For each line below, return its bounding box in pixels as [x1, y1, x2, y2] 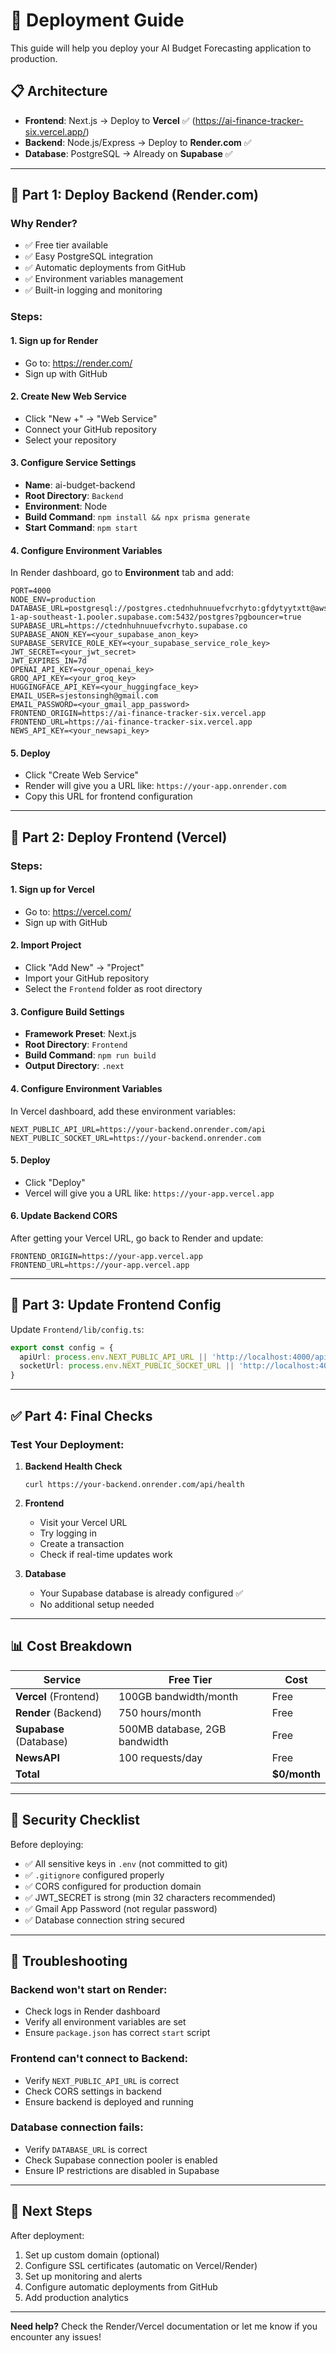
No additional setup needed [39, 1598, 155, 1610]
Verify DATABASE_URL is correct [24, 2143, 148, 2155]
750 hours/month [118, 1705, 202, 1719]
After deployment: [10, 2229, 85, 2241]
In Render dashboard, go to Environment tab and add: [10, 567, 234, 579]
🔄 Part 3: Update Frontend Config [10, 1297, 222, 1314]
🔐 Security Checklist [10, 1812, 141, 1829]
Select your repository [24, 434, 117, 446]
